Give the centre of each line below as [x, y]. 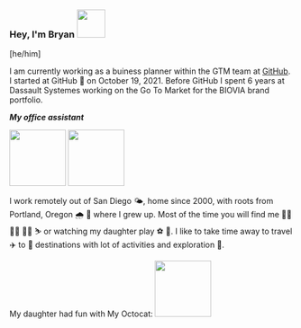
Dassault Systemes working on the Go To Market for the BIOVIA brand [140, 91]
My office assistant [46, 118]
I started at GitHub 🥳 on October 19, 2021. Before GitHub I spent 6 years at [147, 81]
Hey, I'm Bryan [42, 34]
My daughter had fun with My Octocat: [81, 314]
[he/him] [25, 54]
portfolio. [26, 100]
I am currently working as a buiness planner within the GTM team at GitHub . [150, 71]
